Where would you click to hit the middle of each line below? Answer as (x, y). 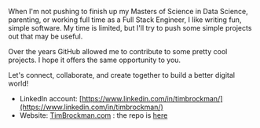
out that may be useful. (46, 36)
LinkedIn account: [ (51, 99)
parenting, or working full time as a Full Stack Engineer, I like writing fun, (125, 20)
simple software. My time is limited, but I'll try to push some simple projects (130, 28)
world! (18, 83)
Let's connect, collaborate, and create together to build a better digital (122, 75)
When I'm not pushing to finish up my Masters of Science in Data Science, (128, 11)
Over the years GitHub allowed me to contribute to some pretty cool (118, 51)
